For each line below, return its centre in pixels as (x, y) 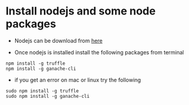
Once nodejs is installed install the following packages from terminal (99, 52)
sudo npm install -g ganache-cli (48, 96)
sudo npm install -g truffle (42, 91)
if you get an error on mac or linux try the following (78, 80)
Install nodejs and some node (81, 11)
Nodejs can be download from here (59, 40)
